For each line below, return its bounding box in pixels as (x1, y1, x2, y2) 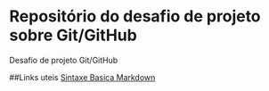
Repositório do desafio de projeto (9, 6, 261, 27)
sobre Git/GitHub (9, 25, 138, 45)
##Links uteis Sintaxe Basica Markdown (9, 71, 156, 82)
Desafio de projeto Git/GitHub (9, 54, 118, 65)
